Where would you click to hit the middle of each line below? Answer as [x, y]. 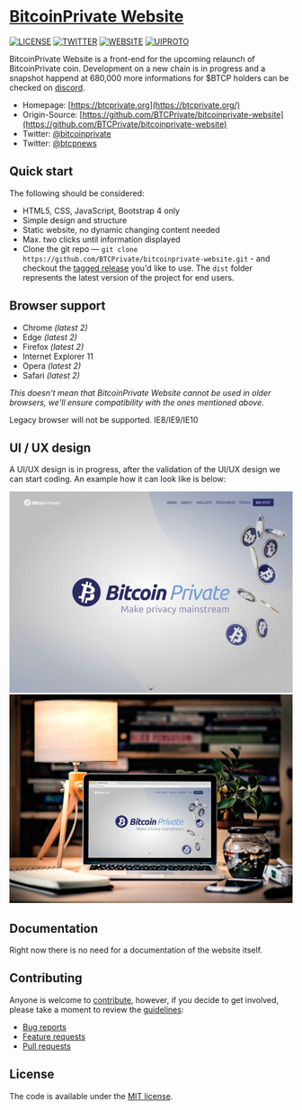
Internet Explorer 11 [58, 356]
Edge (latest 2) [50, 337]
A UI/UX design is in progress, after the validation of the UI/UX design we [145, 470]
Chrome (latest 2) [55, 327]
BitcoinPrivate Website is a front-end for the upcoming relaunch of [133, 58]
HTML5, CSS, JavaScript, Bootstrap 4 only [101, 210]
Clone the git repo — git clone [80, 248]
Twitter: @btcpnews [59, 143]
